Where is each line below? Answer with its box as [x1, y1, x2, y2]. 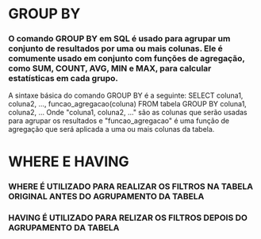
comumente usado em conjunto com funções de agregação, [8, 53, 245, 64]
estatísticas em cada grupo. [8, 73, 119, 84]
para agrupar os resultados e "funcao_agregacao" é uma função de [8, 116, 230, 125]
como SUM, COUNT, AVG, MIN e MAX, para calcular [8, 63, 212, 74]
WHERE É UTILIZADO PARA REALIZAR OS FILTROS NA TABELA [8, 180, 254, 191]
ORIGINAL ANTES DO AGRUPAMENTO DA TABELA [8, 191, 205, 202]
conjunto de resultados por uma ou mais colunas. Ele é [8, 43, 224, 54]
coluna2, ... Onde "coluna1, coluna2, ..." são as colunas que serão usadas [8, 108, 248, 118]
